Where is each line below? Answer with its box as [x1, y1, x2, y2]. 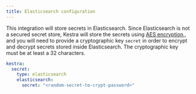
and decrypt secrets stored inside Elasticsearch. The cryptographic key [6, 43, 178, 50]
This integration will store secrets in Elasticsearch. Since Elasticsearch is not [6, 25, 190, 32]
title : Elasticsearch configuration [6, 8, 95, 15]
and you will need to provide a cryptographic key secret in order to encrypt [6, 37, 188, 44]
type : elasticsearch [16, 71, 67, 78]
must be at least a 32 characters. [6, 49, 86, 56]
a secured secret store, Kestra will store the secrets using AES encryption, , [6, 30, 187, 38]
